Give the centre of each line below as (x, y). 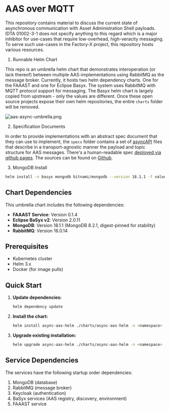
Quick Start (24, 285)
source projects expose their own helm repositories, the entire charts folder (84, 101)
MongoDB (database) (35, 382)
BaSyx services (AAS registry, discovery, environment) (70, 398)
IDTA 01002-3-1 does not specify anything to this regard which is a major (81, 33)
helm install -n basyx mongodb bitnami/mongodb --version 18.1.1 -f (79, 177)
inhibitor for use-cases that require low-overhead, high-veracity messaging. (84, 39)
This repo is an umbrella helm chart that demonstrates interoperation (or (80, 69)
